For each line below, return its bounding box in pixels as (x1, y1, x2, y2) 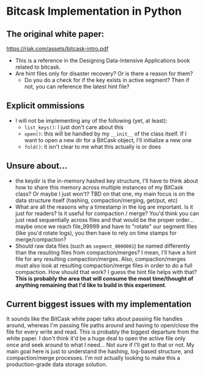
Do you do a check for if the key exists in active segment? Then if (24, 77, 190, 83)
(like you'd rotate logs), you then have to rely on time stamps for (15, 229, 177, 237)
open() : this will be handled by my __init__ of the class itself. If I (24, 130, 187, 137)
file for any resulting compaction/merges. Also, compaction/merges (15, 255, 186, 262)
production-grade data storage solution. (6, 361, 108, 368)
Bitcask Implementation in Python (6, 4, 182, 18)
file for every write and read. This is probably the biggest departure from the (6, 328, 199, 335)
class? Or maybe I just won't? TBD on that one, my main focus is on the (15, 190, 195, 197)
